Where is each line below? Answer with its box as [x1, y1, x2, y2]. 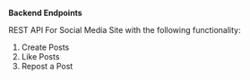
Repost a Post [21, 61, 73, 71]
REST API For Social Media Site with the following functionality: [8, 25, 241, 35]
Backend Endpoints [8, 8, 82, 18]
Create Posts [21, 42, 70, 52]
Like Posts [21, 52, 60, 61]
